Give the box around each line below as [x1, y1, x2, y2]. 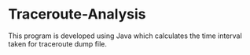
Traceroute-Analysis [8, 5, 146, 23]
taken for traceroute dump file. [8, 39, 108, 48]
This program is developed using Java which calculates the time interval [8, 31, 242, 40]
